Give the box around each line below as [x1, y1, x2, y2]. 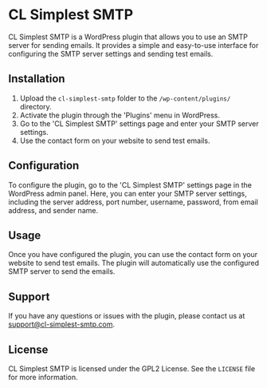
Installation [8, 72, 65, 85]
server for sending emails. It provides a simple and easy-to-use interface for [8, 40, 259, 49]
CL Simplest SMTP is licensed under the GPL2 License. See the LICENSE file [8, 364, 256, 373]
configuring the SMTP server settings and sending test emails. [8, 49, 214, 58]
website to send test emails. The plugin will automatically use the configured [8, 258, 260, 268]
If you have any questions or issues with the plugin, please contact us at [8, 311, 245, 321]
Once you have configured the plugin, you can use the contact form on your [8, 250, 257, 259]
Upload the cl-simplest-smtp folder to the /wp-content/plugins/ [19, 93, 231, 103]
